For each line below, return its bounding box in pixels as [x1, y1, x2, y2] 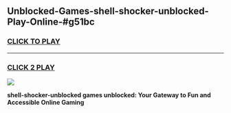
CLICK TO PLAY [7, 37, 60, 47]
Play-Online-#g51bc [7, 16, 95, 28]
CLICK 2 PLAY [7, 62, 55, 72]
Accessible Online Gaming [7, 98, 85, 106]
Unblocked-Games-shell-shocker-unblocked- [7, 5, 210, 17]
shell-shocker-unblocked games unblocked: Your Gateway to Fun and [7, 90, 211, 99]
